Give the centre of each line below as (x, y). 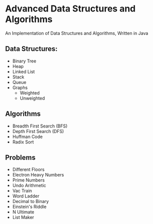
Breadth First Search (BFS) (40, 126)
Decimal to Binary (30, 201)
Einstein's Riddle (29, 207)
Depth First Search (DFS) (38, 131)
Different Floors (28, 169)
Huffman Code (27, 136)
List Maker (23, 217)
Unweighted (32, 98)
